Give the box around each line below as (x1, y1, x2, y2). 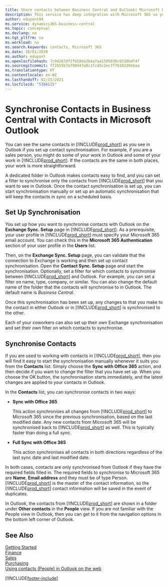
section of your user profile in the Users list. (5, 242, 96, 248)
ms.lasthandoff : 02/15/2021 (5, 77, 64, 82)
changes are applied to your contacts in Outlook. (5, 379, 106, 386)
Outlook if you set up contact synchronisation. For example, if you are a (5, 146, 152, 153)
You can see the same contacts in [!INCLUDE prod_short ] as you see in (5, 141, 150, 147)
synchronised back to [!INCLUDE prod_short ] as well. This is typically (12, 424, 154, 431)
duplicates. (5, 491, 28, 497)
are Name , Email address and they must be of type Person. (5, 475, 128, 481)
